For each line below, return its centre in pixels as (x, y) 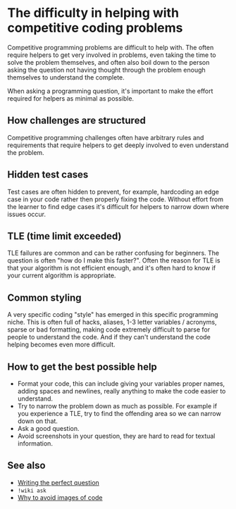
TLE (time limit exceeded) (64, 236)
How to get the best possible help (82, 366)
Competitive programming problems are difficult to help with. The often (111, 47)
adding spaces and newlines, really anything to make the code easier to (122, 391)
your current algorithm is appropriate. (62, 275)
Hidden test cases (48, 175)
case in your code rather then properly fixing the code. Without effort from (116, 199)
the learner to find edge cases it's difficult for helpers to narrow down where (118, 206)
